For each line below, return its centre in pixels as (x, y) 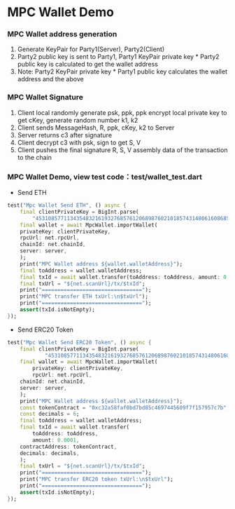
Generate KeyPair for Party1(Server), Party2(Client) (91, 49)
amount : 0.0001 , (56, 440)
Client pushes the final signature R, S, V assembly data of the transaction (122, 150)
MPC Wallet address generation (62, 34)
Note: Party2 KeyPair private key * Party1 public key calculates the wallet (122, 72)
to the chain (35, 157)
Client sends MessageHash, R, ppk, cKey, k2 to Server (96, 128)
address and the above (50, 79)
